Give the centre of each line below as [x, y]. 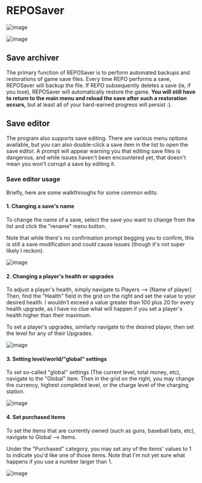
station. [16, 392]
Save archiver [33, 58]
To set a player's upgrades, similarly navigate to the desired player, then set [100, 327]
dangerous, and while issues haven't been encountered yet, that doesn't [96, 157]
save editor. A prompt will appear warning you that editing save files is [93, 151]
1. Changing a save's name [40, 206]
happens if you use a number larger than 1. [59, 461]
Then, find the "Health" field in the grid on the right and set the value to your [101, 296]
